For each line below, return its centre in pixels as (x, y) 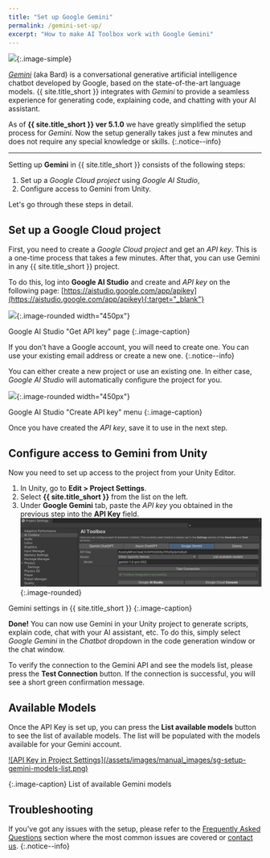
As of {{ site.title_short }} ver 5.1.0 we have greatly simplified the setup (127, 124)
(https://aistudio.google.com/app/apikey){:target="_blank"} (106, 299)
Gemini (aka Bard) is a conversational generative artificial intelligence (123, 75)
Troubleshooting (51, 809)
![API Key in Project (40, 760)
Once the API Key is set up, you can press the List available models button (133, 727)
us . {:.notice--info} (39, 846)
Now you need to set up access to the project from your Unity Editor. (122, 473)
